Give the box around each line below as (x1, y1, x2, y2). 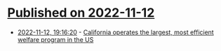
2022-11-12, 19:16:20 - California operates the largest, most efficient (17, 28, 214, 36)
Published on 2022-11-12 (7, 5, 155, 21)
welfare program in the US (17, 35, 94, 43)
